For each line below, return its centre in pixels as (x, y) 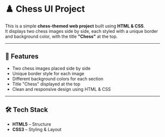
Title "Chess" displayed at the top (46, 84)
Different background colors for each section (58, 79)
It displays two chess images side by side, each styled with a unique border (82, 31)
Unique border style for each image (48, 73)
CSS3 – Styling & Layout (37, 129)
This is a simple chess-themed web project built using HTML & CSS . (75, 26)
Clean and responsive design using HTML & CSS (61, 89)
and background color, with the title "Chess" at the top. (61, 36)
